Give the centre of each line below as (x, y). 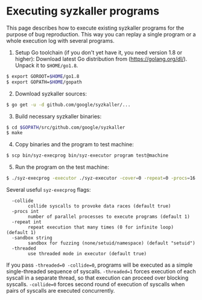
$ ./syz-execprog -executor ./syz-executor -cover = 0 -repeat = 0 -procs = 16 (101, 178)
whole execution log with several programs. (60, 41)
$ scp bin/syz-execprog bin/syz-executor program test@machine (87, 155)
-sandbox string (32, 238)
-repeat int (27, 222)
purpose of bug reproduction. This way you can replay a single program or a (101, 34)
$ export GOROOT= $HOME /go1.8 (43, 76)
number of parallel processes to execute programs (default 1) (109, 217)
